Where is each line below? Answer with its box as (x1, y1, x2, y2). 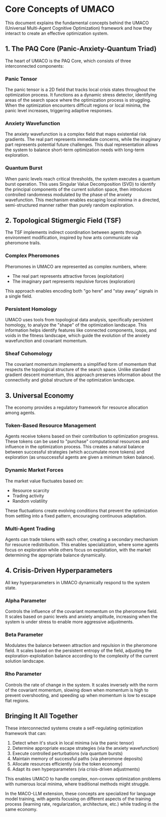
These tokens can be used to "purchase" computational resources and (5, 438, 149, 444)
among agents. (5, 410, 36, 416)
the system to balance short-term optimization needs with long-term (5, 147, 145, 153)
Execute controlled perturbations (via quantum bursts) (12, 750, 123, 756)
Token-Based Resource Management (5, 422, 96, 429)
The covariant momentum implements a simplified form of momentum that (5, 361, 157, 367)
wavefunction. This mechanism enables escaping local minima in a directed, (5, 197, 161, 203)
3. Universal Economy (5, 391, 74, 400)
